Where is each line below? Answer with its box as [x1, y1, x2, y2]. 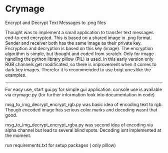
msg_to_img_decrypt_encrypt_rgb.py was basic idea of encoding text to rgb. [5, 101, 163, 107]
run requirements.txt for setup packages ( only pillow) [5, 142, 116, 148]
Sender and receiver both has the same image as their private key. [5, 40, 142, 46]
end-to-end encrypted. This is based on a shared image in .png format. [5, 35, 152, 41]
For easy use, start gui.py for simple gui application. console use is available [5, 86, 162, 92]
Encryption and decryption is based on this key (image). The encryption [5, 45, 153, 51]
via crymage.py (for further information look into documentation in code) [5, 91, 155, 98]
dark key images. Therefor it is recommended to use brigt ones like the [5, 66, 151, 73]
